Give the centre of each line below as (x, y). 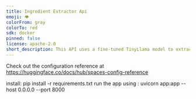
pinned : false (23, 38)
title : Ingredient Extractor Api (47, 11)
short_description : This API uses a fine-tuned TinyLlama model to (90, 49)
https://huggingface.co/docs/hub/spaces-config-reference (77, 72)
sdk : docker (20, 33)
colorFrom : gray (26, 22)
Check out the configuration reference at (55, 66)
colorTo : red (22, 28)
